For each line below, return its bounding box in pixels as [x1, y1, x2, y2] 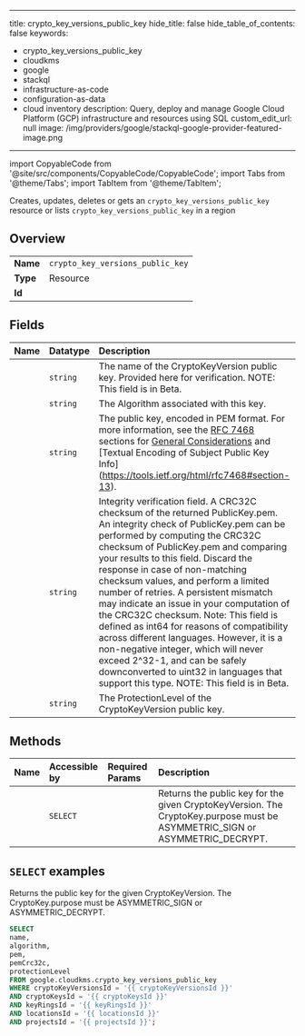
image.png [22, 133, 64, 143]
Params [107, 772, 142, 784]
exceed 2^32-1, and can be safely [98, 653, 247, 666]
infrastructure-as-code [22, 84, 109, 95]
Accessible [48, 761, 98, 773]
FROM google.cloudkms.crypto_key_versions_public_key [9, 975, 218, 984]
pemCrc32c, [9, 958, 51, 968]
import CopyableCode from [9, 158, 112, 169]
